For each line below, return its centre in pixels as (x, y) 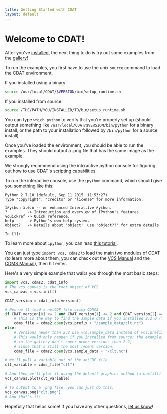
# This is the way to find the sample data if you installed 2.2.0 (85, 319)
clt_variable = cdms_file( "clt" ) (40, 365)
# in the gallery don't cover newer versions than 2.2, (73, 342)
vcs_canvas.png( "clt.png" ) (33, 392)
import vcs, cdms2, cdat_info (37, 282)
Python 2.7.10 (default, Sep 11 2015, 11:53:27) (56, 195)
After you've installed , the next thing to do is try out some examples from (80, 53)
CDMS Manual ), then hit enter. (36, 264)
